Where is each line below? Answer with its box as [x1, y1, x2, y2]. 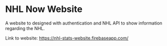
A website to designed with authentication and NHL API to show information [5, 20, 162, 26]
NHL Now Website [5, 3, 83, 15]
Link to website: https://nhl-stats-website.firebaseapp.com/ [5, 35, 129, 41]
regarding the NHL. [5, 25, 45, 31]
